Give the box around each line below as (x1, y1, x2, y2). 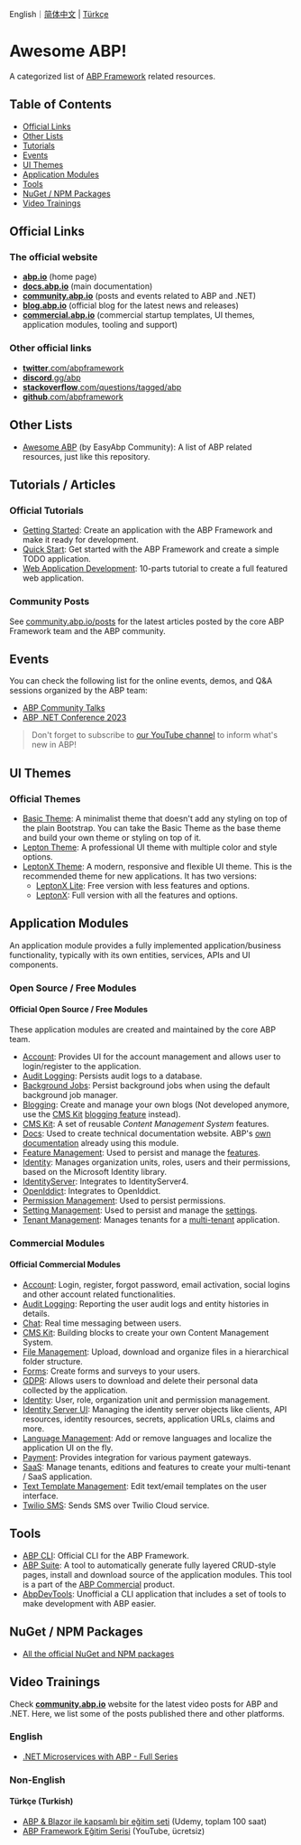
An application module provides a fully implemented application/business (9, 939, 282, 951)
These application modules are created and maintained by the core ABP (9, 1024, 277, 1035)
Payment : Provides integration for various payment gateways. (22, 1452, 251, 1463)
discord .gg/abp (22, 372, 81, 383)
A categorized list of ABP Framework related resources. (9, 70, 216, 81)
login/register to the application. (22, 1060, 141, 1071)
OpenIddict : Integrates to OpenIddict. (22, 1185, 161, 1196)
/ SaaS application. (22, 1471, 93, 1482)
